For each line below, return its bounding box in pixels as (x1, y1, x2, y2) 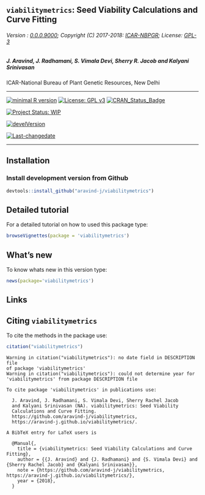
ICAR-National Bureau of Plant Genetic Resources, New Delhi (6, 79, 160, 86)
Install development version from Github (6, 174, 129, 182)
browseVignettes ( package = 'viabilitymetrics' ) (6, 233, 130, 239)
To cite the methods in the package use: (6, 332, 107, 339)
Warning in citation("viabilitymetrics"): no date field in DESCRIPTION (6, 354, 195, 360)
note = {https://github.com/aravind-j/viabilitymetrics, (17, 467, 165, 473)
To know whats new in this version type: (6, 266, 107, 274)
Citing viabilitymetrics (6, 315, 98, 326)
